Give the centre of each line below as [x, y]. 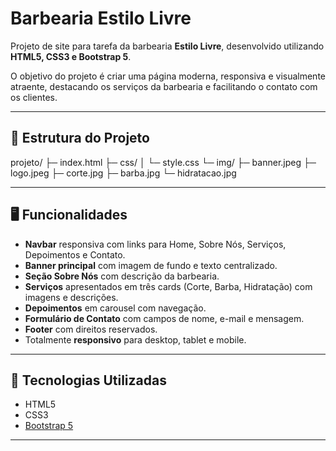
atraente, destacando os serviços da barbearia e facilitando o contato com [164, 86]
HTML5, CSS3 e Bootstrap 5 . [71, 56]
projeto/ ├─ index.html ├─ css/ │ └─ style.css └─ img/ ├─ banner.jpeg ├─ [163, 162]
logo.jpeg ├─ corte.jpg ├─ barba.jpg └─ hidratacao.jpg [123, 173]
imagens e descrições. [71, 297]
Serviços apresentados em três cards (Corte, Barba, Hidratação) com [168, 286]
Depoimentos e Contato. [75, 254]
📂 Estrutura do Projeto [80, 138]
